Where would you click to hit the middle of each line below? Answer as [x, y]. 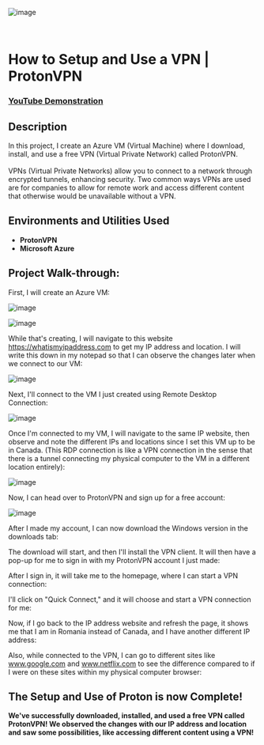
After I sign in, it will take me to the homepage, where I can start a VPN [123, 575]
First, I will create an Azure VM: [59, 292]
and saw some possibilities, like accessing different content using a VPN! [131, 732]
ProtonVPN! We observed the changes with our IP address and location [128, 724]
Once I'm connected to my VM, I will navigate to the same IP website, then [129, 433]
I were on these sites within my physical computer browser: [105, 671]
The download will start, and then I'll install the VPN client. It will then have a [132, 552]
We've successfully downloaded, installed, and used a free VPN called [126, 716]
